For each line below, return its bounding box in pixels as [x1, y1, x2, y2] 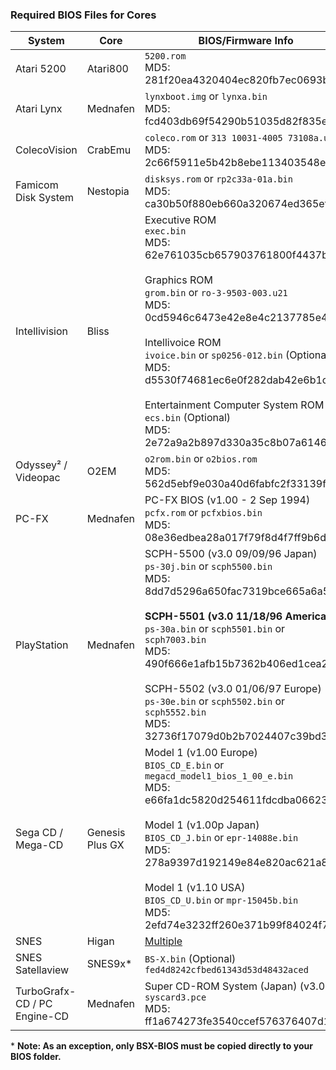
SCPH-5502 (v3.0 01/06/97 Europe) [144, 682, 322, 696]
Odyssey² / [15, 458, 68, 472]
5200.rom [144, 51, 187, 62]
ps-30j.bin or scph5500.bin [144, 559, 273, 573]
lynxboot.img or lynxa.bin [144, 89, 268, 103]
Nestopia [86, 184, 130, 198]
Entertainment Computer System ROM [144, 398, 325, 412]
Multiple [144, 934, 183, 948]
